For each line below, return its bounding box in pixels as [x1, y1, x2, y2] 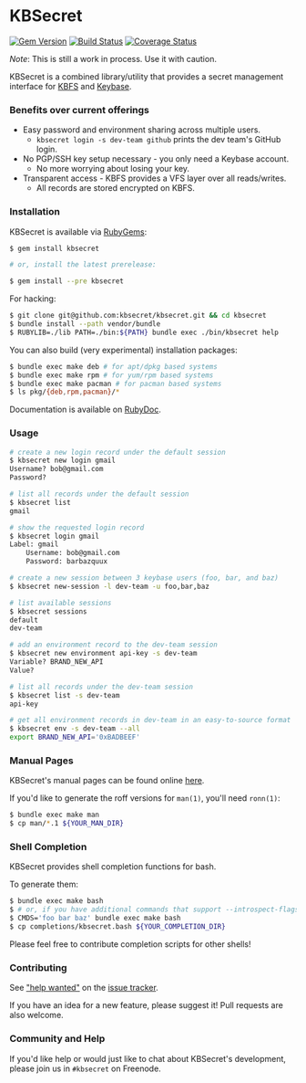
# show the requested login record [9, 522, 145, 532]
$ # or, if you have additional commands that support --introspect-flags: [9, 905, 303, 914]
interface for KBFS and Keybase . [9, 80, 132, 91]
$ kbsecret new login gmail [9, 456, 117, 466]
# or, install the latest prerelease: [9, 260, 157, 269]
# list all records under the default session [9, 489, 189, 499]
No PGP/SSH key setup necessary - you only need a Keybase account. [22, 153, 290, 164]
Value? [9, 666, 35, 675]
